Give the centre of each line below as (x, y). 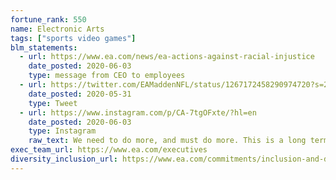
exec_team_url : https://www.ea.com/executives (109, 150)
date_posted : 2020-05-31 (80, 94)
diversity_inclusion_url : (64, 159)
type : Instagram (62, 131)
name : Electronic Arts (57, 29)
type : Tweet (53, 103)
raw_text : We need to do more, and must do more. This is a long (167, 141)
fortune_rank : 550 (48, 19)
